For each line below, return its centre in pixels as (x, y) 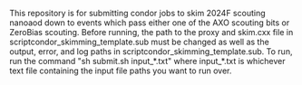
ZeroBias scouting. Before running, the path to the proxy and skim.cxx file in (151, 32)
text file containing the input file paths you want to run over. (121, 71)
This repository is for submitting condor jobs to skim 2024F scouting (137, 13)
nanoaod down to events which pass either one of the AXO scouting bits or (150, 23)
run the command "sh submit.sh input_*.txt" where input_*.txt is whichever (147, 61)
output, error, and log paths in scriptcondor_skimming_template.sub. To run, (151, 52)
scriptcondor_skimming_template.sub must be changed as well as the (139, 42)
